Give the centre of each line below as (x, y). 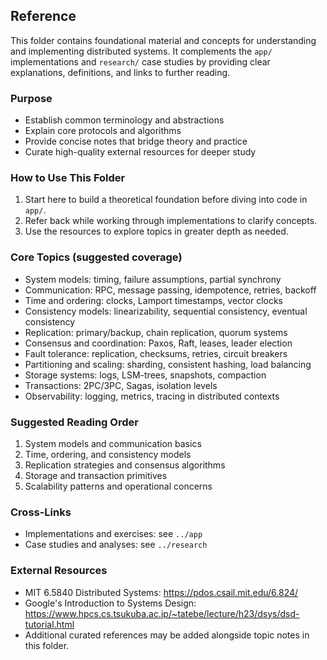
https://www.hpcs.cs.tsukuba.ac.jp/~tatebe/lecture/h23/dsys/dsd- (162, 613)
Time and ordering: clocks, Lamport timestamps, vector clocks (154, 300)
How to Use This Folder (68, 178)
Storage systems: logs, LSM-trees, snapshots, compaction (145, 375)
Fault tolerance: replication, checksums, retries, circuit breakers (156, 353)
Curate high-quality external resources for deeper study (140, 152)
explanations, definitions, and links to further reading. (120, 72)
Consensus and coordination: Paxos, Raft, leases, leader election (158, 343)
